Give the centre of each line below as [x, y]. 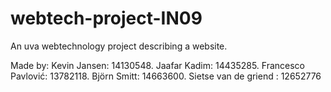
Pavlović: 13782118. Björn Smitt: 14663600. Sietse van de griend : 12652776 [166, 76]
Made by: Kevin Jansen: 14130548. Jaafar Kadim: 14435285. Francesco [157, 65]
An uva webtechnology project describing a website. [119, 46]
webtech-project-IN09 [106, 18]
